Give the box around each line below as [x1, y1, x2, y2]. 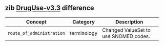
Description [115, 18, 143, 25]
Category [72, 18, 95, 25]
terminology [70, 29, 98, 36]
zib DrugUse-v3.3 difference [5, 4, 94, 12]
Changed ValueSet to [102, 26, 151, 33]
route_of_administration [7, 30, 65, 36]
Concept [26, 18, 47, 25]
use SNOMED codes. [102, 33, 150, 40]
